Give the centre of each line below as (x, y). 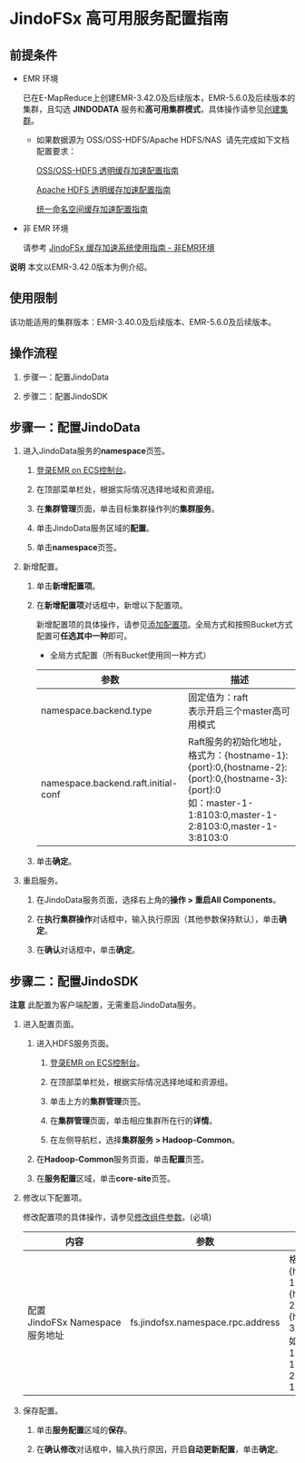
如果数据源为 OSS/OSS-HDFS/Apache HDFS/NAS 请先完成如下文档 (163, 140)
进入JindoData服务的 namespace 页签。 (96, 451)
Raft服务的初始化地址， (237, 742)
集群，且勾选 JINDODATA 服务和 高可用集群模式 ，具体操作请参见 (143, 109)
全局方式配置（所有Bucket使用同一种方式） (130, 656)
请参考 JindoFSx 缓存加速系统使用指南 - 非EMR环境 (118, 247)
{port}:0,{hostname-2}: (237, 767)
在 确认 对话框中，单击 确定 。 (88, 950)
